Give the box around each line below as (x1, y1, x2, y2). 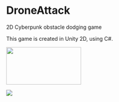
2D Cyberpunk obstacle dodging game (6, 23, 102, 31)
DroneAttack (6, 4, 71, 17)
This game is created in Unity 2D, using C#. (6, 35, 114, 42)
